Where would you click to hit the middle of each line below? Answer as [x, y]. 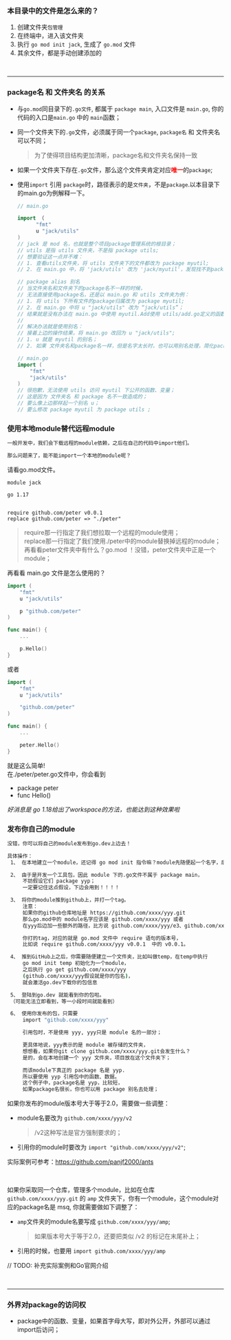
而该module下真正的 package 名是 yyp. [74, 1070]
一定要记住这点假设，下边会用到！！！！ [71, 888]
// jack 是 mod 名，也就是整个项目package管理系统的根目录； [97, 244]
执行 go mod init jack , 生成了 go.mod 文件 [76, 44]
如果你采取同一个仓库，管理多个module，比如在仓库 [81, 1190]
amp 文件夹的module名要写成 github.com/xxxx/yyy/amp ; [93, 1222]
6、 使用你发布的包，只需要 [44, 1014]
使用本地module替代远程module [61, 428]
